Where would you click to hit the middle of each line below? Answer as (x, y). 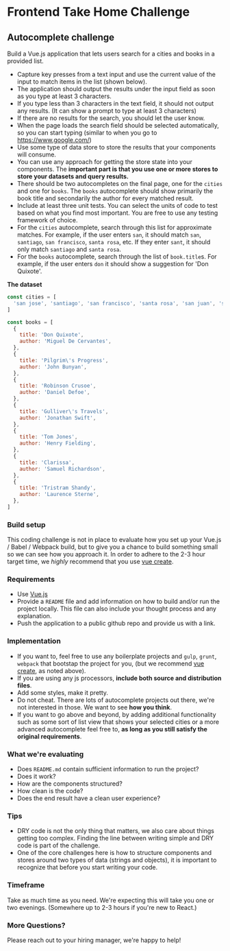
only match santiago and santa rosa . (69, 249)
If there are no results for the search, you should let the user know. (111, 118)
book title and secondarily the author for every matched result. (105, 198)
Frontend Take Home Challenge (99, 12)
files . (24, 685)
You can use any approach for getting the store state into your (105, 162)
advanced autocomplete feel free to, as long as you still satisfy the (112, 729)
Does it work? (36, 777)
